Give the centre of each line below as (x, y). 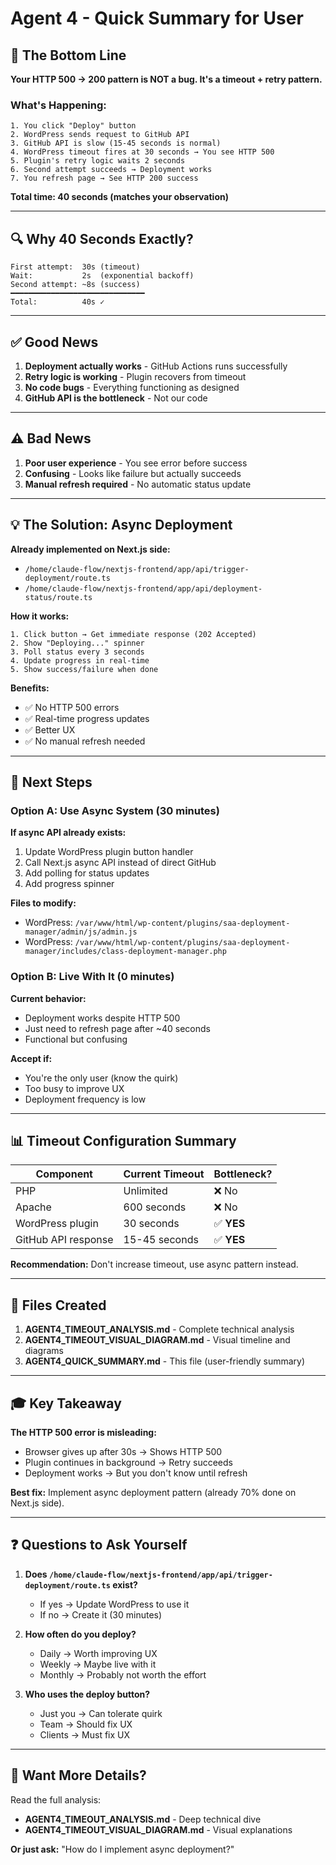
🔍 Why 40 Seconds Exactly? (102, 238)
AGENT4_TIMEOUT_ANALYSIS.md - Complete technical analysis (159, 1329)
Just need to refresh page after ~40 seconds (117, 1028)
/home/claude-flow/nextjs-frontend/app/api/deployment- (143, 588)
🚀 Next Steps (51, 782)
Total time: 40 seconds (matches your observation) (119, 197)
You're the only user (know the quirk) (101, 1078)
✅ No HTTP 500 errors (72, 707)
